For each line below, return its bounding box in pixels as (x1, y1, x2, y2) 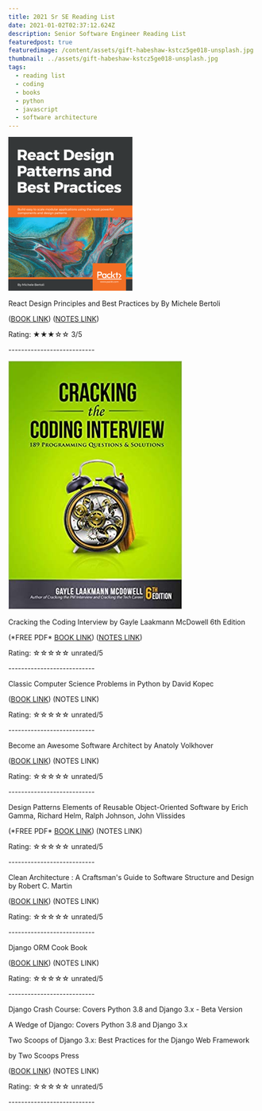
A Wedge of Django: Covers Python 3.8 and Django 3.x (8, 1020, 188, 1030)
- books (15, 88, 41, 96)
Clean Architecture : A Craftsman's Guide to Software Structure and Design (8, 873, 254, 882)
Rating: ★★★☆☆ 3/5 (8, 330, 83, 339)
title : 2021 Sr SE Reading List (8, 13, 115, 21)
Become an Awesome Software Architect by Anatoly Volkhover (8, 741, 214, 750)
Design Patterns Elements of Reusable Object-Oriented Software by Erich (8, 803, 249, 812)
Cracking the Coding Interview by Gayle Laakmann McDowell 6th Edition (8, 617, 246, 627)
